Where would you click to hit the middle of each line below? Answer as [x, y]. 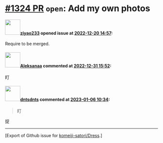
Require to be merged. [27, 44]
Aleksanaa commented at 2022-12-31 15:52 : [66, 65]
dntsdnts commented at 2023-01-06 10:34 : [65, 99]
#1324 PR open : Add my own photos [78, 8]
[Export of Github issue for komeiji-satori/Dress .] [54, 135]
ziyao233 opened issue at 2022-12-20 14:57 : [66, 33]
